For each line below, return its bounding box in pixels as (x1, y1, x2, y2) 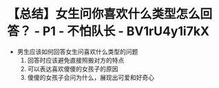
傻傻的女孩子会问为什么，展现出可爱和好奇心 (27, 73, 155, 81)
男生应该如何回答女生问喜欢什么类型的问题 (17, 47, 138, 56)
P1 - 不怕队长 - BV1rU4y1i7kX (42, 23, 210, 39)
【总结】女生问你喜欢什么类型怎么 (7, 6, 201, 22)
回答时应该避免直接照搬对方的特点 (27, 56, 125, 64)
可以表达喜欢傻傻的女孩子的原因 (27, 65, 118, 73)
